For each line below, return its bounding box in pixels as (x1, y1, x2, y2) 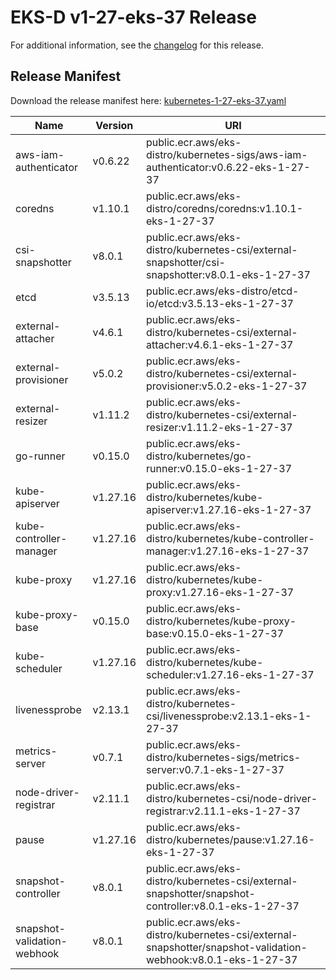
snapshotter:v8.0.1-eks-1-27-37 (146, 267, 311, 281)
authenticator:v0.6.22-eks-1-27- (146, 160, 311, 174)
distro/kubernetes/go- (146, 449, 253, 463)
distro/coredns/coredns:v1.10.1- (146, 201, 304, 215)
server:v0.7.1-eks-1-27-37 (146, 762, 285, 776)
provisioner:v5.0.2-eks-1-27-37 (146, 379, 308, 393)
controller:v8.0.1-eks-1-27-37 (146, 899, 300, 913)
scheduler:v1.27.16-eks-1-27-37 (146, 667, 315, 681)
